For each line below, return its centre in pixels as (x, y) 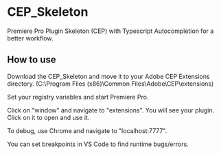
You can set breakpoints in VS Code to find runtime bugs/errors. (98, 144)
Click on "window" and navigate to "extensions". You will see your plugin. (111, 110)
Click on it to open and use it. (48, 117)
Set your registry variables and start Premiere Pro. (78, 97)
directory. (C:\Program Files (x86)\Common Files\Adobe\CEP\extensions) (110, 84)
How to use (32, 60)
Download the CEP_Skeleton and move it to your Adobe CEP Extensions (109, 76)
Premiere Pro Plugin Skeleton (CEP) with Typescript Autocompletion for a (110, 31)
